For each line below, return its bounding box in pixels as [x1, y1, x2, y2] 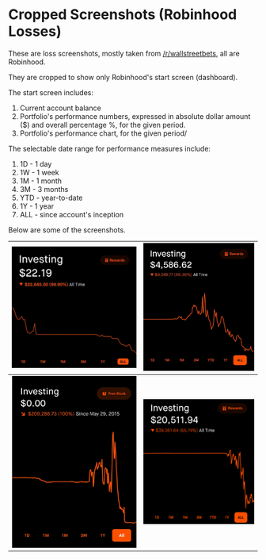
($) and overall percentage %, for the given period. [19, 120, 186, 129]
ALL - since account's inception [19, 209, 124, 219]
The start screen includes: [8, 87, 93, 97]
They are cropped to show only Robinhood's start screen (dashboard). [8, 72, 238, 82]
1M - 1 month [19, 176, 62, 186]
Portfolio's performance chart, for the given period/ [19, 128, 188, 138]
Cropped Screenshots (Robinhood [8, 6, 237, 24]
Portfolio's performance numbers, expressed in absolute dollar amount [19, 111, 251, 121]
